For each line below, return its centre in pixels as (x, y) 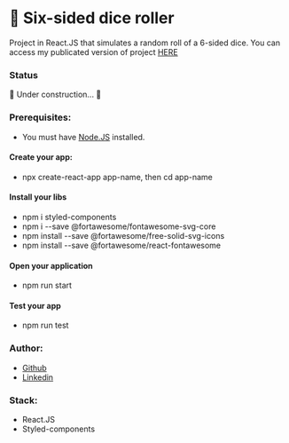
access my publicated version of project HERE (94, 51)
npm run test (45, 325)
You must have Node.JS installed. (83, 137)
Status (23, 75)
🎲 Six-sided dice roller (92, 18)
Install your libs (38, 197)
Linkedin (38, 377)
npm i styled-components (69, 217)
